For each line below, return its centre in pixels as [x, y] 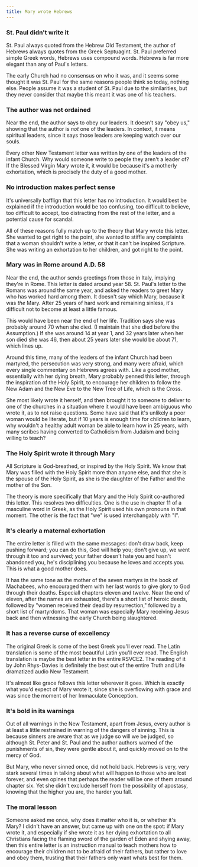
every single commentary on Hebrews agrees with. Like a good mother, [93, 370]
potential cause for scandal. [40, 219]
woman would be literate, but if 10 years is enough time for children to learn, [99, 419]
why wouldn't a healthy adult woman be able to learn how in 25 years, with [97, 425]
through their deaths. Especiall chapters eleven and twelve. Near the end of [98, 593]
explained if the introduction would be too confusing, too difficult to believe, [98, 206]
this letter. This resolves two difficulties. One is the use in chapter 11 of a [94, 503]
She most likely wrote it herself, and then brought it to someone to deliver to [98, 400]
